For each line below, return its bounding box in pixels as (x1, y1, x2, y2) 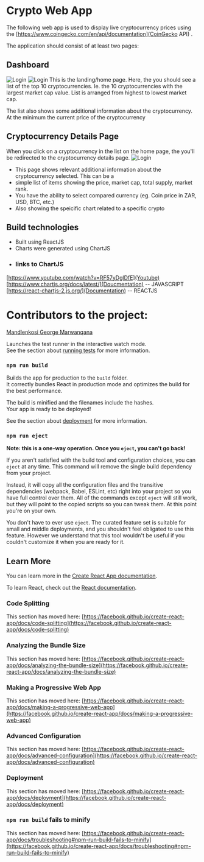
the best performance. (6, 387, 63, 394)
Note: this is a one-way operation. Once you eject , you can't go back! (6, 445, 186, 452)
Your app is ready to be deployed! (6, 405, 91, 412)
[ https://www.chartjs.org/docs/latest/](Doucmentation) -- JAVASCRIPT (6, 280, 184, 288)
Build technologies (6, 222, 79, 232)
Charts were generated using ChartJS (15, 245, 111, 252)
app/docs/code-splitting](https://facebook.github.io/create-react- (6, 620, 172, 627)
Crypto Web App (6, 4, 93, 18)
